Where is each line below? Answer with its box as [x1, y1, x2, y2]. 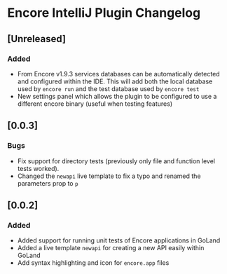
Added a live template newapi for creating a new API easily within [17, 244, 205, 252]
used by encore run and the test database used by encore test [17, 84, 200, 93]
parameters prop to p [17, 179, 78, 187]
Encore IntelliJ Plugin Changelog [7, 5, 201, 21]
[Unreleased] [7, 33, 67, 45]
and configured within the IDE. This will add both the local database [17, 77, 213, 85]
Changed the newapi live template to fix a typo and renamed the [17, 172, 201, 180]
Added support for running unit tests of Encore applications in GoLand [17, 236, 221, 245]
